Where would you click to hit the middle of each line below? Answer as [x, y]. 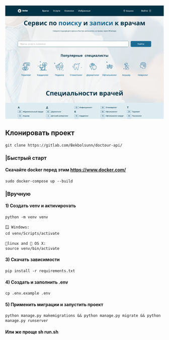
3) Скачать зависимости [32, 259]
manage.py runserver [27, 321]
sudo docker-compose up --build [39, 181]
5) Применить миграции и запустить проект [54, 304]
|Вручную [18, 193]
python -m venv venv [27, 217]
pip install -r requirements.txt [40, 271]
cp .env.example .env [28, 293]
